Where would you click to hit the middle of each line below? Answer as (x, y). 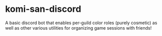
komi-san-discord (43, 9)
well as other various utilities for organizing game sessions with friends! (79, 28)
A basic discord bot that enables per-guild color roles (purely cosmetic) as (81, 23)
